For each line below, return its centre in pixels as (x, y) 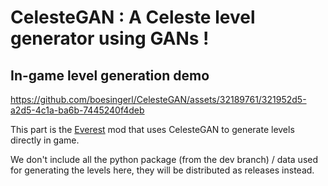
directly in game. (45, 140)
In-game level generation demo (110, 75)
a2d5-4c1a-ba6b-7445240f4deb (77, 110)
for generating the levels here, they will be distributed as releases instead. (162, 170)
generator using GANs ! (110, 38)
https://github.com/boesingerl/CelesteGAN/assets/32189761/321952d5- (158, 99)
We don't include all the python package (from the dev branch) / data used (164, 159)
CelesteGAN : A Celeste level (133, 17)
